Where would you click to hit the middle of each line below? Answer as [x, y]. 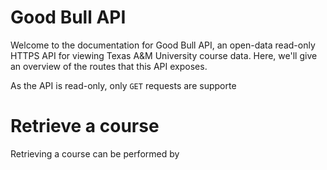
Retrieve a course [85, 126]
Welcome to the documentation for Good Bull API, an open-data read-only [163, 45]
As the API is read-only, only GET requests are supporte [123, 85]
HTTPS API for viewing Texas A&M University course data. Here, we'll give [164, 55]
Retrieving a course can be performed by [95, 153]
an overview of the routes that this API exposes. [109, 66]
